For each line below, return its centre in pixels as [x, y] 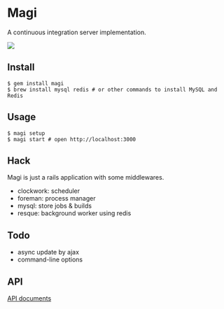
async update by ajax [48, 252]
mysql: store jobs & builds [55, 206]
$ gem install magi [36, 83]
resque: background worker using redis [74, 213]
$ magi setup [26, 133]
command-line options [50, 259]
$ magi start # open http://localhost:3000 [72, 139]
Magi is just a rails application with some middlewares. [86, 178]
